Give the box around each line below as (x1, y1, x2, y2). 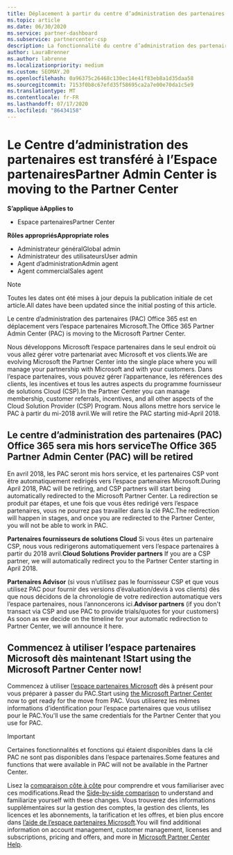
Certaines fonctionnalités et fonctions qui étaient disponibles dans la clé (7, 746, 213, 754)
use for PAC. (7, 719, 43, 727)
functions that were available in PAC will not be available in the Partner (7, 761, 208, 769)
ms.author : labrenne (7, 56, 67, 63)
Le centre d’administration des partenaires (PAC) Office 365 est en (7, 314, 198, 323)
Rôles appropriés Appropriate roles (7, 231, 110, 240)
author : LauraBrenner (7, 49, 70, 56)
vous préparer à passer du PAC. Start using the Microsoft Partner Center (7, 689, 213, 698)
